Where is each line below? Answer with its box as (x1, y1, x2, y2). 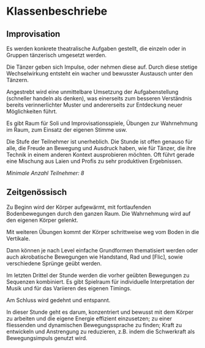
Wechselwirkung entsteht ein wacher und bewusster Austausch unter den (6, 70, 193, 77)
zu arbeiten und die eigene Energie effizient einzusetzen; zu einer (6, 314, 173, 322)
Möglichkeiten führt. (6, 108, 58, 115)
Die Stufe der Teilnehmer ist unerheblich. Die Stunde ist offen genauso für (6, 138, 193, 145)
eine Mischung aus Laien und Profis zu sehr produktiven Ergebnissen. (6, 157, 183, 165)
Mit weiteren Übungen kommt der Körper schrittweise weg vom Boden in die (6, 228, 199, 235)
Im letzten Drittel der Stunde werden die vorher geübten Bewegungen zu (6, 271, 190, 279)
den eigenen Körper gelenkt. (6, 216, 78, 224)
